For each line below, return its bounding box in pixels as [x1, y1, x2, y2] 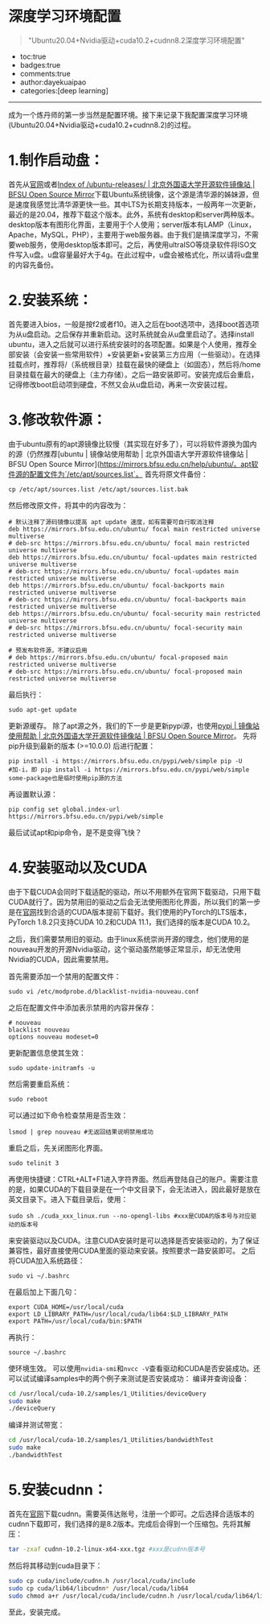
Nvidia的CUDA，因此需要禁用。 [8, 954, 113, 964]
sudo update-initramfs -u [8, 1064, 95, 1072]
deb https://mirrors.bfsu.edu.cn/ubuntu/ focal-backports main [8, 581, 225, 589]
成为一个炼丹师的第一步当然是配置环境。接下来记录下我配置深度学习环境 [8, 110, 247, 119]
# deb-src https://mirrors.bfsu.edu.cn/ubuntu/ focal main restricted [8, 539, 250, 548]
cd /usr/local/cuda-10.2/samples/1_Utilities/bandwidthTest [8, 1436, 215, 1444]
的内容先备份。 [8, 259, 58, 270]
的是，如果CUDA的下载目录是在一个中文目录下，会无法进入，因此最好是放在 [8, 1184, 261, 1194]
